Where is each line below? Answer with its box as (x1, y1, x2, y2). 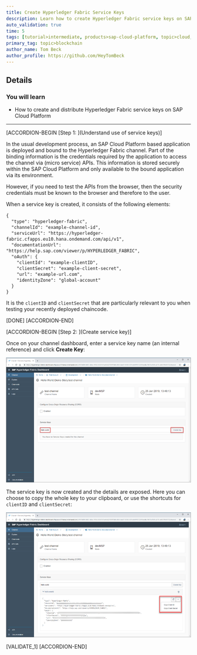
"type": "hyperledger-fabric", (11, 219, 88, 225)
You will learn (6, 93, 46, 101)
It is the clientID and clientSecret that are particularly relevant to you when (6, 299, 191, 306)
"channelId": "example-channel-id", (11, 225, 101, 231)
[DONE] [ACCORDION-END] (6, 317, 74, 324)
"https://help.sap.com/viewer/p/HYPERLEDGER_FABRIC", (6, 248, 141, 254)
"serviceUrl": (11, 231, 46, 237)
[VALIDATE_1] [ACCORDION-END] (6, 643, 87, 650)
